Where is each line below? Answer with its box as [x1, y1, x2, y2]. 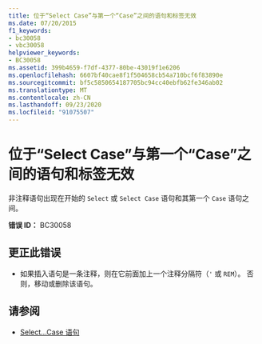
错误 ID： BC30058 [8, 220, 72, 230]
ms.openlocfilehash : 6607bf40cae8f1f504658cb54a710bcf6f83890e [8, 71, 224, 79]
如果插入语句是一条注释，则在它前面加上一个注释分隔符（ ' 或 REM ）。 [19, 269, 245, 278]
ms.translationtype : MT [8, 86, 88, 94]
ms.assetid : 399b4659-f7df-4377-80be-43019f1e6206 [8, 64, 181, 72]
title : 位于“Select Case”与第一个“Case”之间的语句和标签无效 [8, 11, 197, 20]
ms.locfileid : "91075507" [8, 109, 94, 117]
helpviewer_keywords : [8, 49, 81, 57]
